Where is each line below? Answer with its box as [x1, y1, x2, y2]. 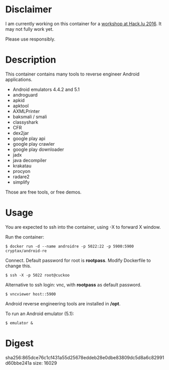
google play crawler [12, 141, 55, 147]
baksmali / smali [12, 113, 47, 120]
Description [5, 54, 56, 66]
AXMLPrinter [12, 108, 40, 114]
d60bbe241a [5, 360, 32, 366]
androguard [12, 91, 38, 98]
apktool [12, 103, 29, 109]
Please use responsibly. [5, 36, 55, 42]
